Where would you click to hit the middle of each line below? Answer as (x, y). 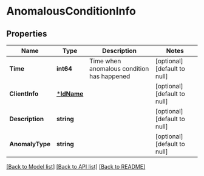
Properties (27, 34)
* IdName (70, 94)
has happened (110, 76)
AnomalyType (30, 144)
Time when (105, 61)
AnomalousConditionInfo (71, 11)
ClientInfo (24, 94)
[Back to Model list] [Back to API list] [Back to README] (76, 167)
